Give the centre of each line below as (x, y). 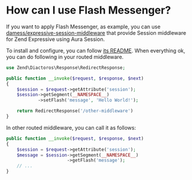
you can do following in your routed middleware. (65, 57)
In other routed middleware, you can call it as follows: (71, 127)
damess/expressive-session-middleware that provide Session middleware (96, 32)
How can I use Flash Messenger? (89, 10)
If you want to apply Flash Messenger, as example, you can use (83, 27)
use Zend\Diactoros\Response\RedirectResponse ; (66, 68)
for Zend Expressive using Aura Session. (56, 39)
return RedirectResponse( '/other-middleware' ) (75, 111)
